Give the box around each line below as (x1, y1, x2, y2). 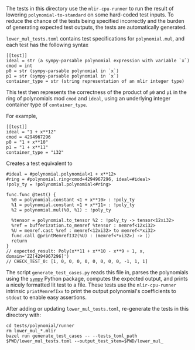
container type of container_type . (6, 101, 88, 108)
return (11, 238, 28, 244)
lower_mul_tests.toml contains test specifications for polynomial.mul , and (6, 35, 185, 42)
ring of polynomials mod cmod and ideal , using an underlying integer (6, 95, 171, 102)
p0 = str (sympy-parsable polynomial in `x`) (6, 68, 119, 74)
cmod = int (6, 63, 33, 69)
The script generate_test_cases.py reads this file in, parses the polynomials (6, 269, 189, 275)
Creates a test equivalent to (6, 160, 73, 167)
